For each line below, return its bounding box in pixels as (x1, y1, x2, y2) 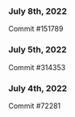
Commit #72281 (8, 101, 61, 111)
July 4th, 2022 (8, 82, 68, 94)
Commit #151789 (8, 24, 64, 34)
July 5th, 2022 (8, 44, 67, 56)
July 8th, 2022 (8, 6, 67, 17)
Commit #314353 (8, 62, 66, 72)
